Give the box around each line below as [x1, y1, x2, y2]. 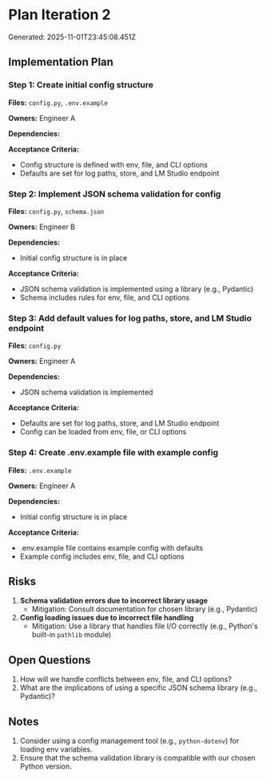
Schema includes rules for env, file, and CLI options [19, 293, 190, 302]
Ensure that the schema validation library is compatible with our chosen [19, 753, 256, 762]
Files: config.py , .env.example [8, 98, 108, 107]
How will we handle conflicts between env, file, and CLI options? [19, 675, 232, 684]
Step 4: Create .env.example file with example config [8, 447, 219, 458]
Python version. [19, 761, 72, 771]
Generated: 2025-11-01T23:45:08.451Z [8, 32, 137, 42]
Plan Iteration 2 [8, 6, 111, 24]
